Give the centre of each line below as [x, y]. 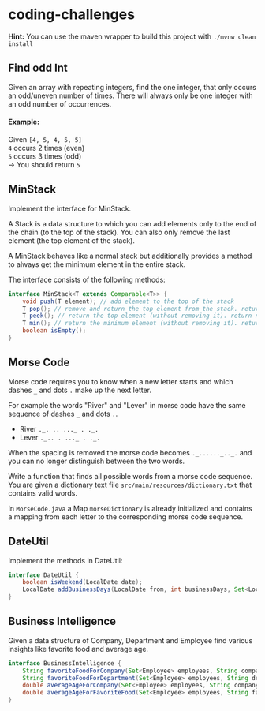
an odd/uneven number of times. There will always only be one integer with [131, 95]
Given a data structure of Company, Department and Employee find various [131, 640]
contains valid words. [43, 493]
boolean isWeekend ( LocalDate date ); [83, 582]
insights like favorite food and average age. [78, 649]
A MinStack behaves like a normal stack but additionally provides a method [130, 256]
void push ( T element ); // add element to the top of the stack [129, 301]
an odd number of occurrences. [60, 103]
